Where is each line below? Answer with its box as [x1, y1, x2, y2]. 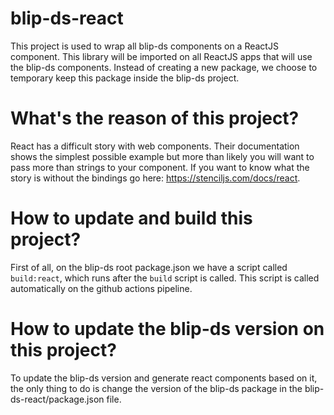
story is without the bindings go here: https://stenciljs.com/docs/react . [10, 172, 301, 184]
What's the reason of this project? [10, 107, 300, 130]
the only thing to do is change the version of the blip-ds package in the [10, 382, 303, 394]
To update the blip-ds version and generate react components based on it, [10, 372, 318, 384]
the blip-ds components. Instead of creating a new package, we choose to [10, 61, 318, 73]
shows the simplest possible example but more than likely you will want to [10, 150, 315, 162]
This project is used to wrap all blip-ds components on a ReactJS [10, 40, 279, 52]
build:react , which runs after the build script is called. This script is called [10, 272, 320, 284]
